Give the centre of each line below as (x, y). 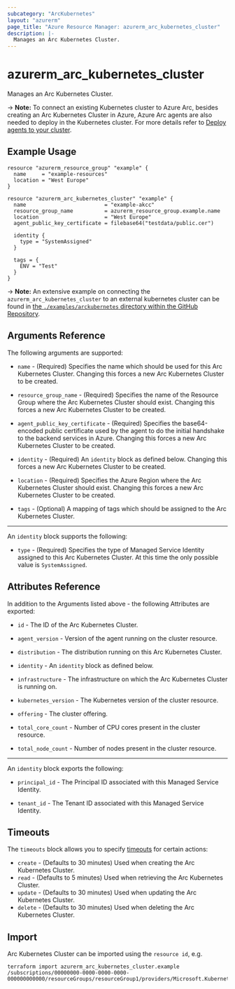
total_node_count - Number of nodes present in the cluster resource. (117, 748)
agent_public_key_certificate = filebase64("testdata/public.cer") (114, 223)
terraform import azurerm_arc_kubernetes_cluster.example (93, 967)
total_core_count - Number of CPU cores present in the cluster (109, 727)
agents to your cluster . (40, 130)
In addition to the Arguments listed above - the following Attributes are (108, 603)
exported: (21, 611)
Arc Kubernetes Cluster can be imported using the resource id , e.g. (105, 954)
